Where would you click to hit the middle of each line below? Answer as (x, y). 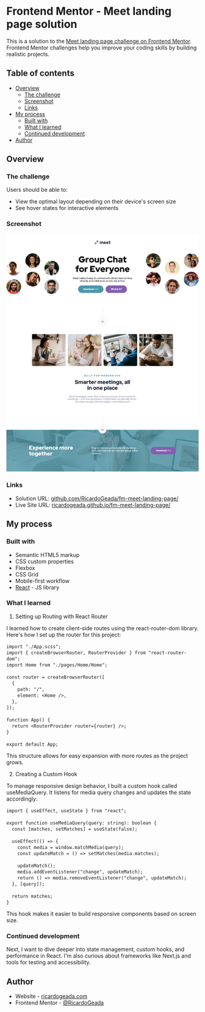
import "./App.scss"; (34, 646)
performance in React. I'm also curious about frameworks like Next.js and (99, 956)
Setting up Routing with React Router (61, 616)
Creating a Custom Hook (46, 774)
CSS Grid (27, 574)
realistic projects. (28, 54)
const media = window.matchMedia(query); (70, 847)
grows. (15, 762)
